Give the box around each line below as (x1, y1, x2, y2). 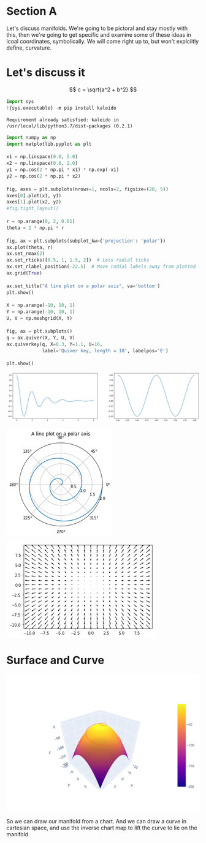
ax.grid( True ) (6, 270, 43, 276)
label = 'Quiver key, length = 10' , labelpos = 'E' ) (42, 347, 169, 353)
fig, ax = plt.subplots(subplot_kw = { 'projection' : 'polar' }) (6, 238, 166, 244)
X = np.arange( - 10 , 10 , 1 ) (6, 302, 75, 309)
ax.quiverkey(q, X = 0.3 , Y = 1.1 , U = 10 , (6, 341, 103, 347)
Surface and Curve (6, 653, 105, 667)
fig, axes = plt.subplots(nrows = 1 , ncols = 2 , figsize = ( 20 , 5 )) (6, 186, 169, 192)
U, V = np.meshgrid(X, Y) (6, 316, 72, 322)
